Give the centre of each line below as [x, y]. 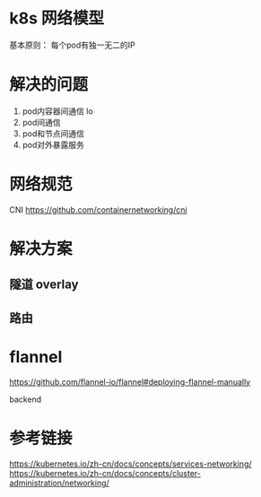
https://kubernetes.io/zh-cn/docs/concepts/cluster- [105, 473]
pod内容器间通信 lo [58, 111]
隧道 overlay [44, 285]
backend [26, 399]
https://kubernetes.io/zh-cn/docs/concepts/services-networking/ [131, 464]
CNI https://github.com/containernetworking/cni [98, 209]
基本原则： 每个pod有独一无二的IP [73, 45]
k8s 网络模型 [57, 18]
